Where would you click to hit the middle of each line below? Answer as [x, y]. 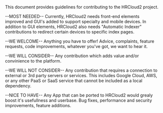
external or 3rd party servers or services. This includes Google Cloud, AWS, [81, 75]
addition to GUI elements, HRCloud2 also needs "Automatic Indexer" [73, 27]
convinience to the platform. [33, 61]
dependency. [18, 86]
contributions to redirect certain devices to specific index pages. [70, 32]
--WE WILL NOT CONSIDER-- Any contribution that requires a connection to [81, 70]
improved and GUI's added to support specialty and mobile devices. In [76, 22]
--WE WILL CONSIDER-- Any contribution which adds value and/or [72, 56]
